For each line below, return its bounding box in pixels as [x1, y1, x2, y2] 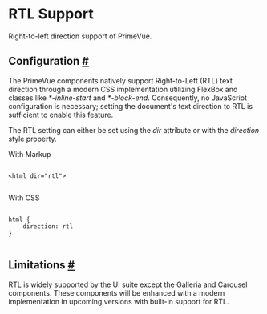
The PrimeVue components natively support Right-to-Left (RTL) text [8, 75, 233, 85]
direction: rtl [22, 222, 74, 231]
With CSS [8, 193, 40, 203]
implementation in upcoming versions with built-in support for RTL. [8, 296, 230, 306]
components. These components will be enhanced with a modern [8, 288, 225, 297]
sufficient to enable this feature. [8, 110, 114, 119]
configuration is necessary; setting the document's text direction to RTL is [8, 101, 253, 111]
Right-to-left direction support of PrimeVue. [8, 31, 152, 41]
